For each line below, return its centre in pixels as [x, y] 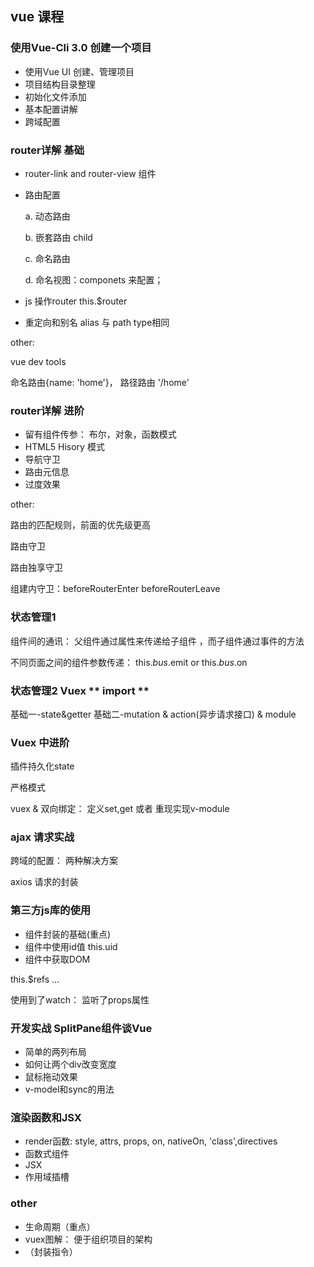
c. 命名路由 [47, 258]
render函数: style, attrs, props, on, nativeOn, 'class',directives [151, 1141]
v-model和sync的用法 [69, 1089]
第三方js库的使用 [51, 910]
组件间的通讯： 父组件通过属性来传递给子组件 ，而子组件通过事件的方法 [157, 641]
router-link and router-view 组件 [90, 173]
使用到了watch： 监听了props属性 [80, 999]
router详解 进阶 [47, 410]
